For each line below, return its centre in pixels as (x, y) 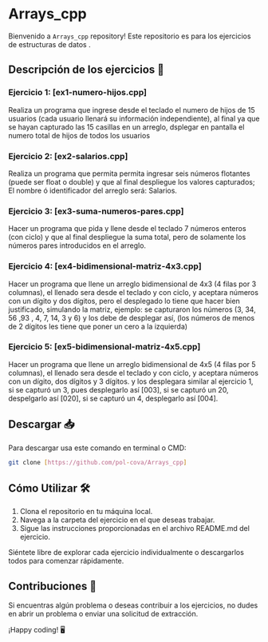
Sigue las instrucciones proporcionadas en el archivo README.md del (134, 528)
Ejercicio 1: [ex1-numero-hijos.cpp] (78, 93)
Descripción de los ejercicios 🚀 (87, 70)
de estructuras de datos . (49, 44)
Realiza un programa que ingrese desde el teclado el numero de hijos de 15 (132, 110)
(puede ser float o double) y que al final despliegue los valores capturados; (132, 181)
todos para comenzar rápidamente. (66, 561)
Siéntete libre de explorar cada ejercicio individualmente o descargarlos (126, 552)
